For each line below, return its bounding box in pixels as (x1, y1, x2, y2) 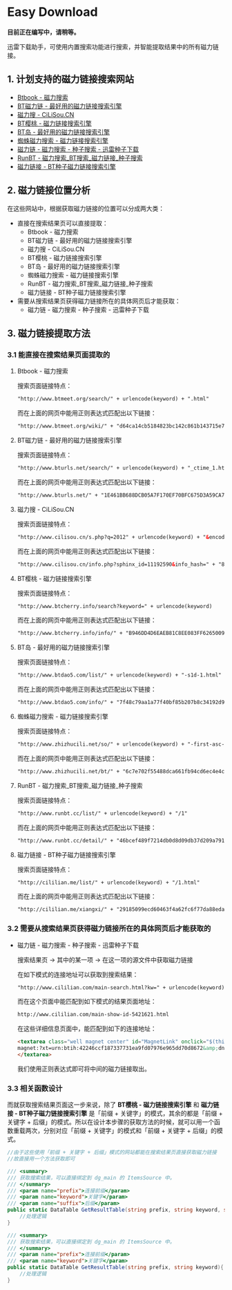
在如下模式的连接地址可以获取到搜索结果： (17, 970, 139, 979)
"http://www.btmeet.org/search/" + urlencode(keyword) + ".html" (17, 396, 209, 403)
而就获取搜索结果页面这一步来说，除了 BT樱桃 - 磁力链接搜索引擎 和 (7, 1100, 200, 1109)
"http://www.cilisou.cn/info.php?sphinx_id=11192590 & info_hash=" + (17, 561, 215, 568)
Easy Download (7, 4, 98, 20)
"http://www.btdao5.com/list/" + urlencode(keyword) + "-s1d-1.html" (17, 672, 222, 679)
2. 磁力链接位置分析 (7, 185, 91, 196)
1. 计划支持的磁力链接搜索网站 (7, 73, 135, 85)
